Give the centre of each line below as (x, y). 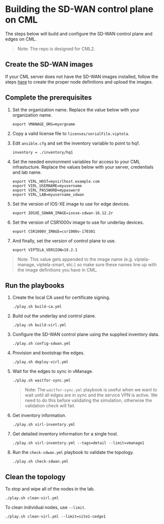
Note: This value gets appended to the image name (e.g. (75, 259)
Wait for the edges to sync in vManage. (53, 371)
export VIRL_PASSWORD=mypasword (46, 190)
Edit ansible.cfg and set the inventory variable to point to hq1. (76, 143)
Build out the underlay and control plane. (54, 316)
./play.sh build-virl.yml (39, 325)
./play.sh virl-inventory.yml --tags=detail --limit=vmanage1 (78, 443)
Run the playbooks (35, 286)
